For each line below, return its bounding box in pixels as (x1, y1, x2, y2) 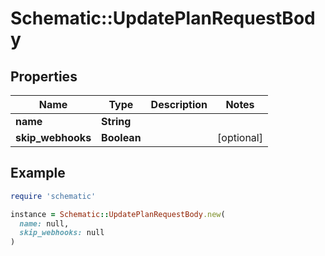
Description (150, 98, 208, 111)
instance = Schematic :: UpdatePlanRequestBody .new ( (10, 209, 226, 219)
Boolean (101, 131, 142, 144)
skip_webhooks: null (19, 228, 105, 238)
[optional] (217, 131, 263, 144)
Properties (10, 68, 78, 85)
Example (10, 165, 66, 182)
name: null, (19, 218, 70, 229)
